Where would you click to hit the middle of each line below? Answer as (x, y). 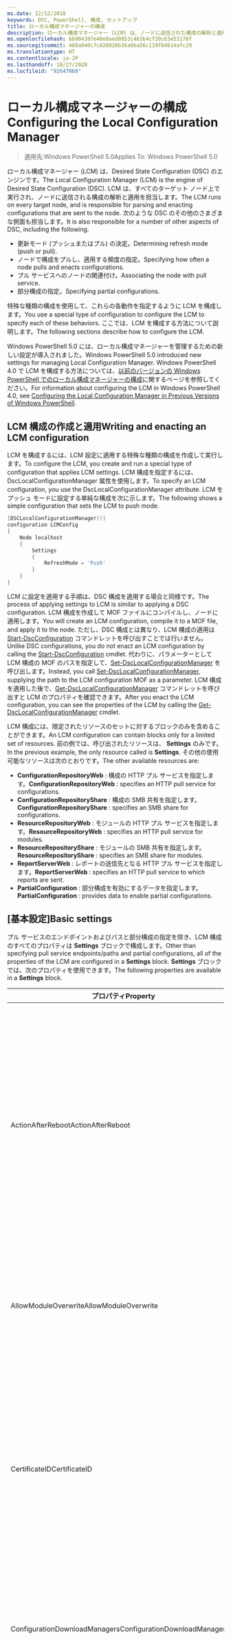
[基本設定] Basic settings (59, 919)
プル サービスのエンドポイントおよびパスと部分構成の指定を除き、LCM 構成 (114, 937)
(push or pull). (37, 251)
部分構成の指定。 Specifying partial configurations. (88, 291)
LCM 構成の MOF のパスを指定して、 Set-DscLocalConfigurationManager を (114, 662)
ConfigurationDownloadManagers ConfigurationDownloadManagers (120, 1629)
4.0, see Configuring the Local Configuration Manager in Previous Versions (113, 396)
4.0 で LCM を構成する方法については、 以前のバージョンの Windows (104, 371)
